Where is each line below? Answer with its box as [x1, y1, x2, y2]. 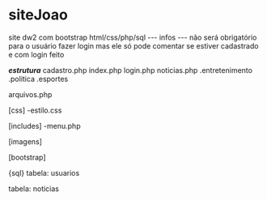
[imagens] [8, 136, 43, 147]
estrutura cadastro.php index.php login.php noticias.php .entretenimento [8, 65, 253, 74]
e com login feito [8, 49, 65, 59]
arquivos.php [8, 89, 53, 99]
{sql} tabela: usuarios [8, 168, 80, 177]
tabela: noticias [8, 184, 59, 194]
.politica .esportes [8, 74, 69, 83]
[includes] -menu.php [8, 121, 81, 130]
